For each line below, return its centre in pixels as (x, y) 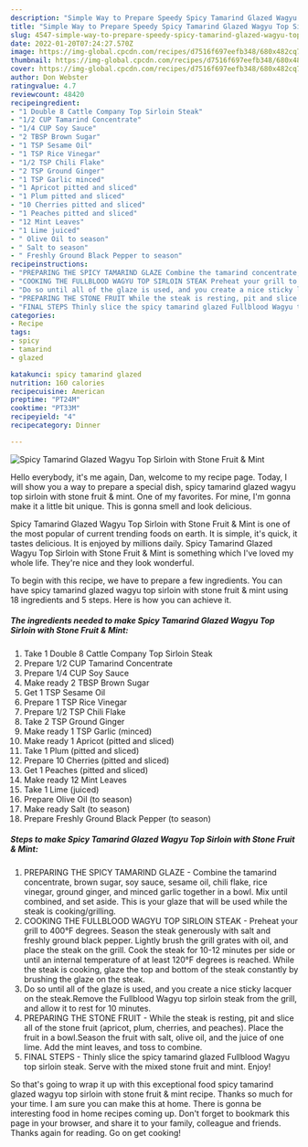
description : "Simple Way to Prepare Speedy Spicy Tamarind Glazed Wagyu (154, 18)
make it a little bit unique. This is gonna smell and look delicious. (131, 506)
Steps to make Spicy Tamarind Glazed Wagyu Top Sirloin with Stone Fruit (153, 839)
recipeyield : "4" (43, 417)
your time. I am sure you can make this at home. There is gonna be (136, 1103)
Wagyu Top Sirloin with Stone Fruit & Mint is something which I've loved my (152, 553)
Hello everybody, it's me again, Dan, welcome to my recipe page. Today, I (149, 477)
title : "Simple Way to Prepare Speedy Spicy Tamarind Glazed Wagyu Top (149, 27)
